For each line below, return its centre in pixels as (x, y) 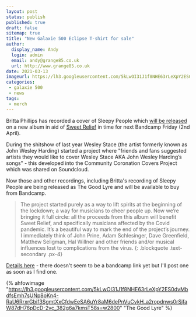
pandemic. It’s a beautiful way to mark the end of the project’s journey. (105, 229)
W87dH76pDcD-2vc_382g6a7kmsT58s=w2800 (63, 308)
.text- (176, 248)
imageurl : (18, 77)
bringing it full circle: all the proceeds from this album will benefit (98, 216)
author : (15, 44)
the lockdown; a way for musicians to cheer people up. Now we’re (100, 211)
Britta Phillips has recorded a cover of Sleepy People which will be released (97, 120)
